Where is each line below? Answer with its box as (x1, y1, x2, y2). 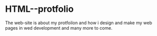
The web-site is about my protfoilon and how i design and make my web (5, 20, 153, 26)
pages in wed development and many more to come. (5, 25, 112, 31)
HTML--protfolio (5, 3, 74, 15)
